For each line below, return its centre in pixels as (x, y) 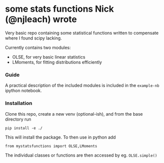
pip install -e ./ (24, 128)
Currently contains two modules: (38, 47)
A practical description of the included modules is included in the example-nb (82, 85)
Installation (19, 103)
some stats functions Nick (59, 9)
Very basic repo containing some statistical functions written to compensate (82, 33)
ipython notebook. (23, 91)
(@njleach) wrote (41, 19)
